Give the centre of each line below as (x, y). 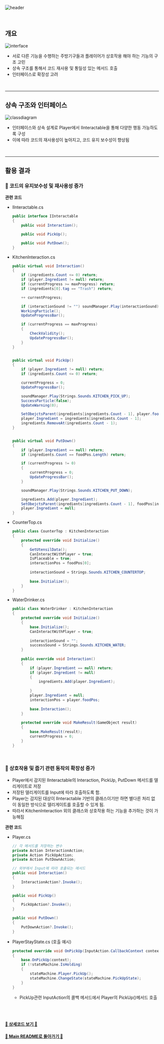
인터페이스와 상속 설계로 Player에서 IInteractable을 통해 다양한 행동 (77, 127)
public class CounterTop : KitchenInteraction (60, 532)
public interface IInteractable (45, 216)
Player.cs (21, 837)
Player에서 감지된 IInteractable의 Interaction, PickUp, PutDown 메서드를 (82, 780)
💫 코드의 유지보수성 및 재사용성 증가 (44, 186)
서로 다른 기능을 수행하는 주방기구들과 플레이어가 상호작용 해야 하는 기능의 (82, 56)
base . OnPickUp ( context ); (46, 960)
